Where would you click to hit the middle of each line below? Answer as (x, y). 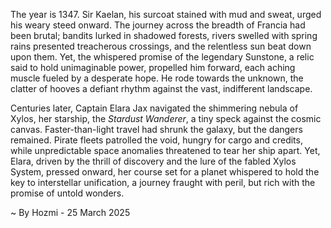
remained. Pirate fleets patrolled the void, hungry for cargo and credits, (156, 140)
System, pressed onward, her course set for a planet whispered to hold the (165, 172)
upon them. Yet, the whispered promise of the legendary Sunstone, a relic (162, 57)
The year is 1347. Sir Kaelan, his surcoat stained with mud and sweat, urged (166, 14)
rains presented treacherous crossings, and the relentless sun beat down (161, 46)
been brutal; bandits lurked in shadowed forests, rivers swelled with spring (164, 35)
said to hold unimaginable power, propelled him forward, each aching (153, 67)
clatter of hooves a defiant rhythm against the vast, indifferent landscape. (161, 88)
